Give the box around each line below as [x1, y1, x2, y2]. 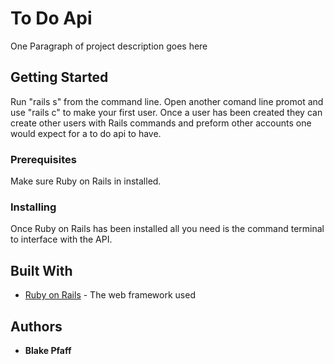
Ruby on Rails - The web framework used [24, 289, 196, 301]
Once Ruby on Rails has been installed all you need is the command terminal [10, 223, 325, 235]
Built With [10, 262, 73, 279]
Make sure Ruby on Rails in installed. [10, 175, 162, 187]
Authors [10, 318, 63, 335]
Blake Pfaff [24, 344, 72, 356]
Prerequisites [10, 152, 77, 166]
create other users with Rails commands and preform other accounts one [10, 117, 312, 129]
